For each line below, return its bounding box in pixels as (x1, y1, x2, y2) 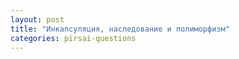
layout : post (10, 14, 65, 25)
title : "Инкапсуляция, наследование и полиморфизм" (10, 24, 230, 34)
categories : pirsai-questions (10, 33, 137, 43)
